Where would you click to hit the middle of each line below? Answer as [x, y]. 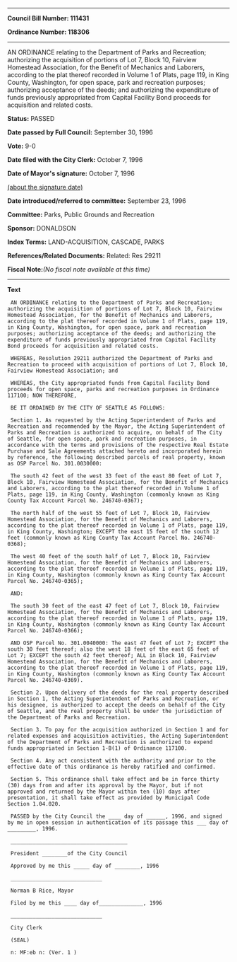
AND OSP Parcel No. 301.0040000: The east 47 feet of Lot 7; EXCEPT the [120, 643]
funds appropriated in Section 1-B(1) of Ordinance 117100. [98, 748]
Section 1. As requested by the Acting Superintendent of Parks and [113, 420]
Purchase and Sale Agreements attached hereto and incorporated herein [115, 451]
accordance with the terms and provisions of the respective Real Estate [118, 445]
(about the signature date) [45, 187]
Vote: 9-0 [22, 146]
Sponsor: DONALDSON [42, 228]
